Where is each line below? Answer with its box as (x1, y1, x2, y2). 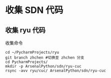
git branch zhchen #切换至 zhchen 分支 (5, 55, 84, 60)
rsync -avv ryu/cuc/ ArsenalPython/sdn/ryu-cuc (5, 68, 106, 73)
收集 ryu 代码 (5, 26, 46, 34)
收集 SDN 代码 (5, 4, 63, 16)
